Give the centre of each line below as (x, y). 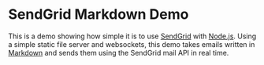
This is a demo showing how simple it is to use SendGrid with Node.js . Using (132, 36)
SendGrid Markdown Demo (99, 14)
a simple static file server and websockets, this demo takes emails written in (132, 44)
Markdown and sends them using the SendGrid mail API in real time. (119, 52)
